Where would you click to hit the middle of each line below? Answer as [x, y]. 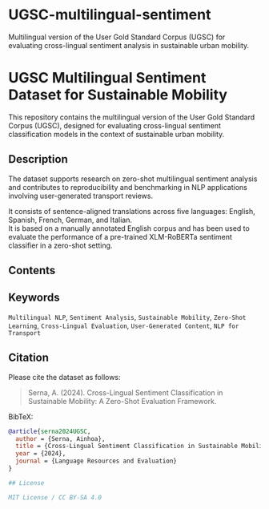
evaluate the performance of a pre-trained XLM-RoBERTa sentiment [120, 236]
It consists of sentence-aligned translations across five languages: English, [132, 211]
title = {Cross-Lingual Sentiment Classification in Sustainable [127, 446]
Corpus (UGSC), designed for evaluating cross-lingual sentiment [115, 125]
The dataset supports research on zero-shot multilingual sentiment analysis [133, 179]
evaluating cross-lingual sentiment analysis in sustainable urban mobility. [129, 45]
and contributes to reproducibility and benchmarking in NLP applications [128, 187]
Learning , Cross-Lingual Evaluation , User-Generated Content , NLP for [124, 325]
